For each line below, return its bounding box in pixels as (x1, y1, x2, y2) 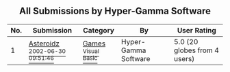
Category (83, 25, 115, 35)
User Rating (177, 25, 217, 35)
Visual (82, 47, 99, 55)
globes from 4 (173, 46, 219, 55)
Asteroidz (28, 39, 60, 48)
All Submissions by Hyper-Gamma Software (19, 5, 211, 17)
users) (173, 54, 195, 63)
